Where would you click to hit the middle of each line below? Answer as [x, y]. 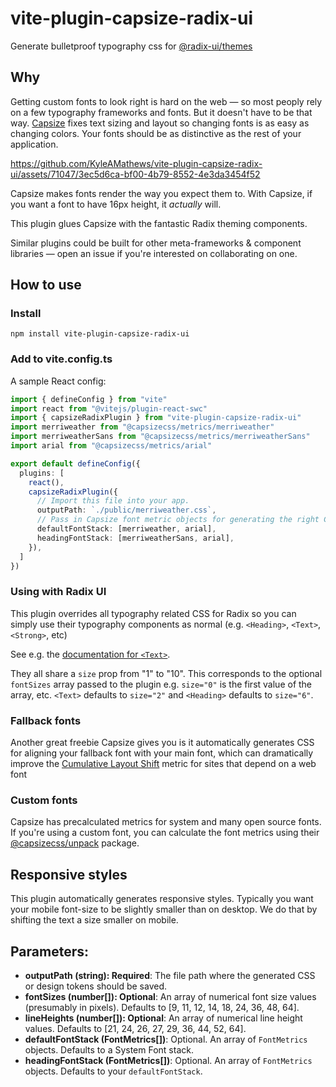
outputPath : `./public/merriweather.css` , [126, 510]
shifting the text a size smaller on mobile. [94, 920]
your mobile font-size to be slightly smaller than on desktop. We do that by [164, 909]
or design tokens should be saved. [95, 986]
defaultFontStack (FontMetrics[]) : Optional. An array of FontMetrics [166, 1039]
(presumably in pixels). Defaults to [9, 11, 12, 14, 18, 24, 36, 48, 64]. [162, 1007]
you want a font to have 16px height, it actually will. [116, 204]
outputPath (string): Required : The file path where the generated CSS [170, 975]
